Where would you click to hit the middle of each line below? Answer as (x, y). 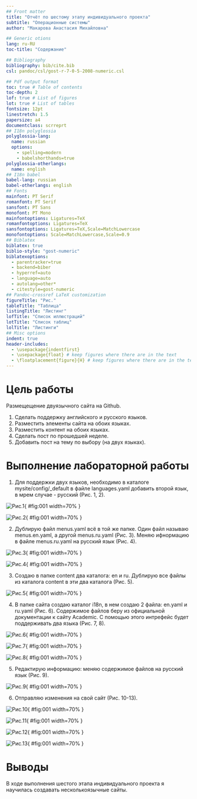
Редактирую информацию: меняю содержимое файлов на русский (99, 668)
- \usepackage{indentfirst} (46, 350)
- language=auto (31, 279)
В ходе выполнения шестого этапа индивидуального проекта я (85, 783)
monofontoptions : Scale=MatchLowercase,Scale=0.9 (68, 235)
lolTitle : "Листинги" (33, 327)
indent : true (22, 339)
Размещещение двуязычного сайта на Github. (64, 406)
